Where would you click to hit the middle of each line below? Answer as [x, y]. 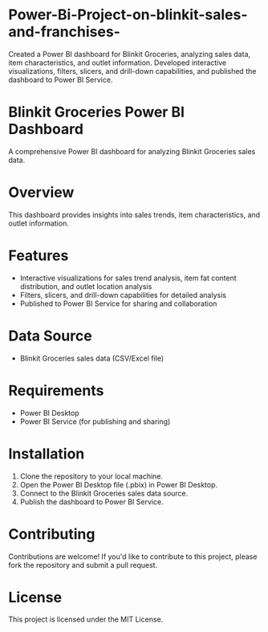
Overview [41, 192]
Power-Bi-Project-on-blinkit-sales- [128, 15]
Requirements [56, 390]
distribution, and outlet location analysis [86, 286]
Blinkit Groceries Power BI [97, 112]
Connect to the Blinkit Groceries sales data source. [104, 493]
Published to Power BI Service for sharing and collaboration [118, 304]
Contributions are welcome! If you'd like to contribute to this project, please [133, 557]
